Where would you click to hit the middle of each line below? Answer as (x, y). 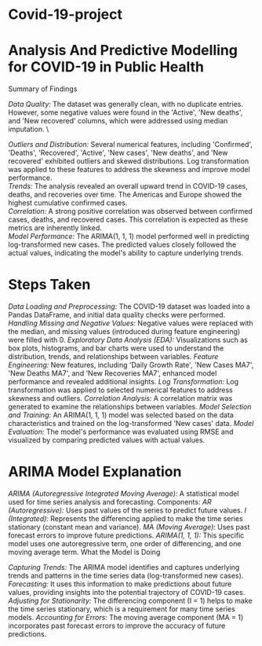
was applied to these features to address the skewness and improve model (129, 170)
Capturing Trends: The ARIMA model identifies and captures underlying (124, 567)
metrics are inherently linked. (55, 228)
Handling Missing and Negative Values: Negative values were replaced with (131, 323)
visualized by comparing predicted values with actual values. (107, 440)
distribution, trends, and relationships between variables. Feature (113, 357)
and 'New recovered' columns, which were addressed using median (118, 121)
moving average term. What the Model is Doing (84, 552)
